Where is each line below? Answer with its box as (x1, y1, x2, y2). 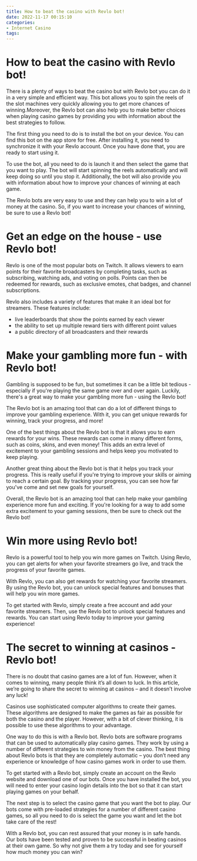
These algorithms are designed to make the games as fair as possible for (6, 709, 183, 716)
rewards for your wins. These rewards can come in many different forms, (6, 434, 183, 441)
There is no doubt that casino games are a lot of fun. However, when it (6, 672, 177, 679)
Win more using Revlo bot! (6, 534, 138, 548)
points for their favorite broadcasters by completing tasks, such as (6, 268, 168, 275)
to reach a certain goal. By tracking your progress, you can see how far (6, 477, 179, 484)
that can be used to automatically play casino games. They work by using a (6, 739, 189, 746)
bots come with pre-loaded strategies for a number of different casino (6, 806, 176, 813)
